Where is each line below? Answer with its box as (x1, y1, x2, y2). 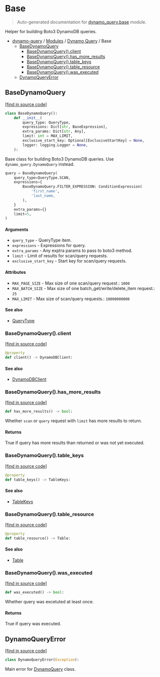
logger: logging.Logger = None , (22, 143, 89, 147)
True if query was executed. (5, 621, 62, 627)
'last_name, (31, 193, 55, 198)
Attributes (5, 269, 26, 275)
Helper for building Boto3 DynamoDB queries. (5, 28, 97, 34)
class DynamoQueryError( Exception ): (5, 657, 79, 662)
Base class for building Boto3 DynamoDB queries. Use (5, 156, 114, 162)
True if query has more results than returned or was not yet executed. (5, 440, 145, 446)
